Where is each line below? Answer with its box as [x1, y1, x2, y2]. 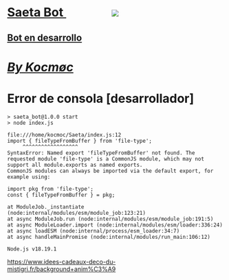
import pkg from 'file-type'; [7, 185, 94, 192]
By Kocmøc [7, 59, 74, 75]
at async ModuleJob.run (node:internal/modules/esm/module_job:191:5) [7, 215, 214, 222]
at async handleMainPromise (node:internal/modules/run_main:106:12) [7, 233, 211, 240]
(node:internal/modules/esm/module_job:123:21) [7, 209, 146, 216]
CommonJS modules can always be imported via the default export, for [7, 167, 214, 174]
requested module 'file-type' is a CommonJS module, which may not [7, 155, 205, 162]
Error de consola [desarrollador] [7, 91, 195, 106]
